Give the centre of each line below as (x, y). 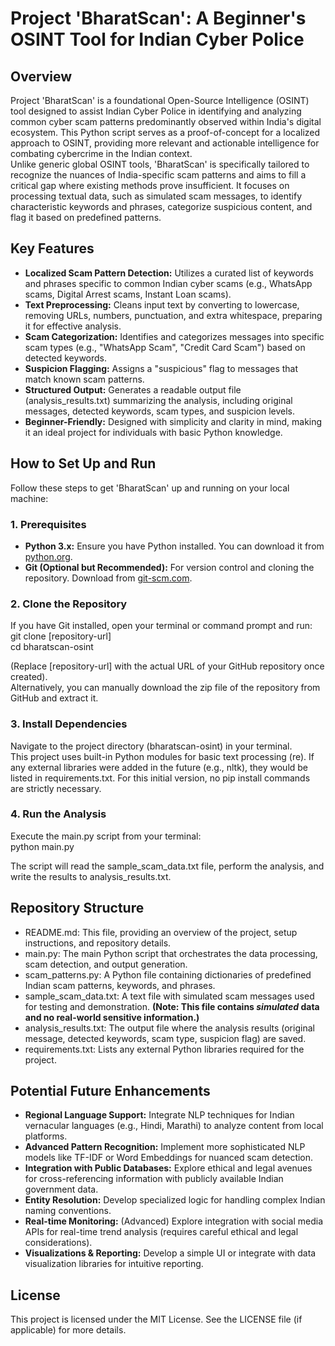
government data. (61, 1189)
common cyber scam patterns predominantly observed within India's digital (166, 121)
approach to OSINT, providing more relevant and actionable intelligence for (165, 143)
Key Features (52, 248)
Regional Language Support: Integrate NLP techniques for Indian (159, 1115)
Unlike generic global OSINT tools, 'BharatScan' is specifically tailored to (160, 164)
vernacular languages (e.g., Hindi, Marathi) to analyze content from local (174, 1126)
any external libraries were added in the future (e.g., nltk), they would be (159, 767)
